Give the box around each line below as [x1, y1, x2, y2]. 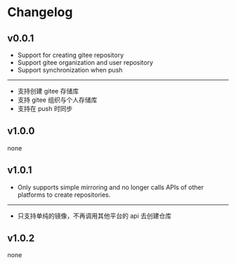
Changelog [7, 4, 73, 20]
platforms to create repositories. [17, 190, 111, 199]
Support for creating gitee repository [17, 51, 124, 59]
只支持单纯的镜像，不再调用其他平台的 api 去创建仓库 [17, 212, 172, 220]
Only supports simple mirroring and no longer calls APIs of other [17, 183, 204, 191]
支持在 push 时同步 [17, 105, 73, 112]
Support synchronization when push [17, 66, 123, 74]
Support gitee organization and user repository [17, 58, 153, 67]
